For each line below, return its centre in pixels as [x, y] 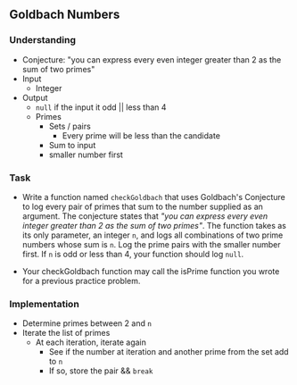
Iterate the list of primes [66, 333]
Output [35, 97]
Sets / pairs [70, 126]
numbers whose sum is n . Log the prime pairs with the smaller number [151, 244]
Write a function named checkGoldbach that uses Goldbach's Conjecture [153, 197]
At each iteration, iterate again [91, 342]
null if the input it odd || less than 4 [101, 107]
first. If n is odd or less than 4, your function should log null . [133, 254]
